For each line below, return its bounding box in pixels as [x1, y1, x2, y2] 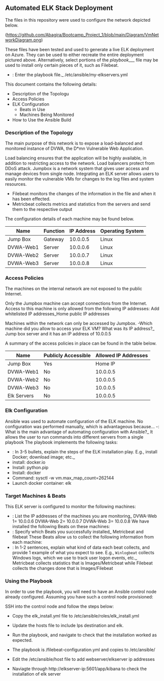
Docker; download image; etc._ [12, 454, 75, 460]
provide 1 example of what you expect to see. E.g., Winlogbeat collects [12, 550, 155, 555]
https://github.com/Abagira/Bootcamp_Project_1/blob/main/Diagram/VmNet [6, 31, 159, 37]
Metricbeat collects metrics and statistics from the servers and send [12, 201, 151, 207]
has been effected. [12, 196, 51, 202]
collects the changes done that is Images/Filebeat [12, 565, 113, 571]
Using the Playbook [5, 577, 53, 584]
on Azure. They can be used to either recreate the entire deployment [5, 52, 144, 58]
